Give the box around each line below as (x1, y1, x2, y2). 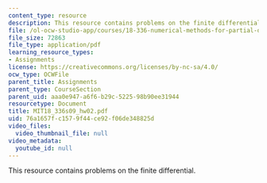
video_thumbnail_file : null (15, 129, 109, 137)
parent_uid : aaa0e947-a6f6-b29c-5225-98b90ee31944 (8, 93, 180, 101)
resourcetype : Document (8, 100, 87, 108)
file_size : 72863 (8, 33, 66, 42)
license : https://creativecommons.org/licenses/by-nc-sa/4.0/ (8, 63, 219, 71)
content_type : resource (8, 11, 87, 20)
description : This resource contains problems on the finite (8, 19, 215, 27)
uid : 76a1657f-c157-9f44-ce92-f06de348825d (8, 115, 155, 123)
